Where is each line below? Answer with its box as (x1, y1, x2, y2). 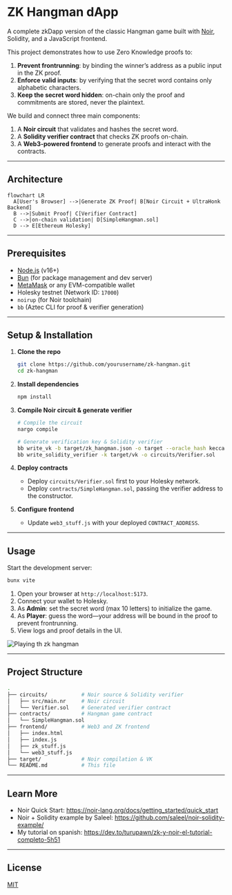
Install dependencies (17, 380, 79, 389)
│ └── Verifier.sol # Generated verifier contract (7, 704, 171, 711)
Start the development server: (7, 564, 93, 572)
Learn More (7, 788, 58, 799)
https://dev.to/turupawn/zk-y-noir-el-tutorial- (84, 828, 213, 837)
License (7, 862, 42, 874)
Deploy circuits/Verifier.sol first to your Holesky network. (27, 477, 201, 486)
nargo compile (17, 425, 58, 433)
